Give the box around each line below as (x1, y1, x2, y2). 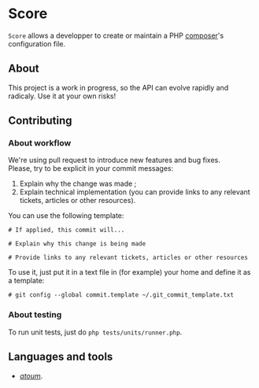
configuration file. (8, 39, 65, 48)
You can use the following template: (8, 211, 124, 220)
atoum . (19, 371, 43, 380)
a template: (8, 276, 45, 286)
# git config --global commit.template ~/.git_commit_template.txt (8, 291, 235, 299)
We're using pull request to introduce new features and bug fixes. (8, 155, 220, 165)
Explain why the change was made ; (19, 179, 137, 189)
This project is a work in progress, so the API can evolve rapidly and (8, 83, 229, 92)
